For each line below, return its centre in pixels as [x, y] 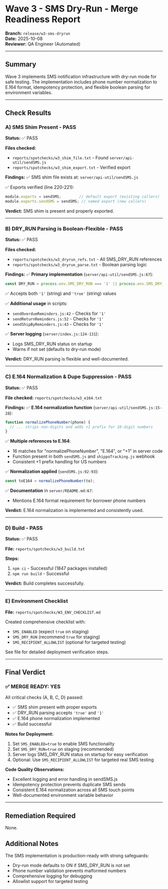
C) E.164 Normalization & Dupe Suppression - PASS [68, 377]
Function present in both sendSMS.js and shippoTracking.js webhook [83, 456]
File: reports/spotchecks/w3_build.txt [45, 549]
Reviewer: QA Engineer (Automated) [43, 44]
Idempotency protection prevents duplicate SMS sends [69, 785]
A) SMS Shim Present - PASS [41, 127]
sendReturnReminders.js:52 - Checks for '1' [58, 319]
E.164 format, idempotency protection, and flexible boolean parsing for [78, 87]
